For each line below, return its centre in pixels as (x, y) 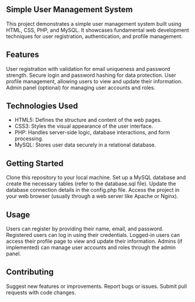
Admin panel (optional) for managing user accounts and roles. (81, 87)
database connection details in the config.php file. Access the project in (93, 190)
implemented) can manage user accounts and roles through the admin (91, 247)
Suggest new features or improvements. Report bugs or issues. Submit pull (97, 286)
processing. (29, 139)
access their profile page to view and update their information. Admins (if (94, 241)
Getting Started (35, 163)
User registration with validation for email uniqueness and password (88, 69)
